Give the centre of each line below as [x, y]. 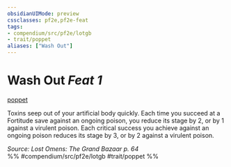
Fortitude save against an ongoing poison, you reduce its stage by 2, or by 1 [116, 120]
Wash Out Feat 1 [55, 80]
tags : [15, 26]
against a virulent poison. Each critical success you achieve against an [108, 128]
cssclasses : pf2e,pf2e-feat [48, 20]
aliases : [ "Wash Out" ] [40, 46]
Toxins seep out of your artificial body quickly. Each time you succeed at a [114, 113]
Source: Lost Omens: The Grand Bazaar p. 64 [73, 149]
